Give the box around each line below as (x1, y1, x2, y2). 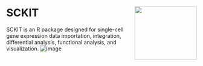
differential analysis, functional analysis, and (6, 38, 117, 46)
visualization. (6, 45, 39, 52)
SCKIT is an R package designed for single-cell (6, 26, 124, 33)
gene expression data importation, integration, (6, 32, 121, 39)
